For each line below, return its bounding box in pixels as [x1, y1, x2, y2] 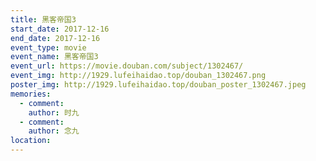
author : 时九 [28, 107, 80, 118]
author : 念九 [28, 126, 80, 136]
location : [10, 136, 52, 146]
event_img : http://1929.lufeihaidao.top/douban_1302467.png [10, 71, 267, 81]
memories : [10, 89, 52, 99]
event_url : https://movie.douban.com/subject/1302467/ [10, 61, 244, 71]
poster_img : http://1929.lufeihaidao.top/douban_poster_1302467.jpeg [10, 80, 307, 90]
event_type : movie [10, 42, 87, 53]
